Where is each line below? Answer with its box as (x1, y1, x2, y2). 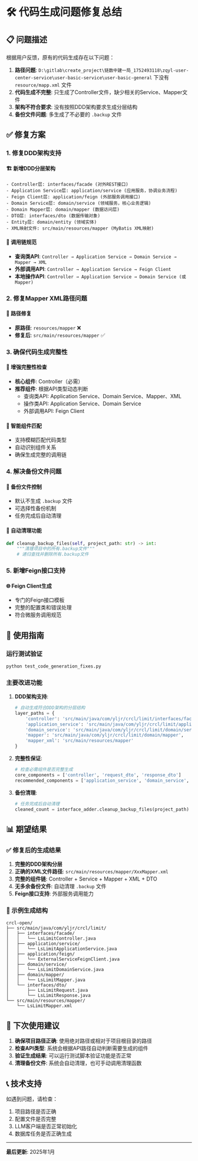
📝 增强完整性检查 (6, 363, 47, 370)
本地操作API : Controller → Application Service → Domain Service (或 (14, 273, 187, 280)
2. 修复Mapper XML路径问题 (6, 294, 87, 302)
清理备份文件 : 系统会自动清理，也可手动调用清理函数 (14, 1060, 142, 1067)
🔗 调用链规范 (6, 238, 37, 246)
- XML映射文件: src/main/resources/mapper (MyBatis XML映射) (6, 225, 154, 231)
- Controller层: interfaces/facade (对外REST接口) (6, 181, 128, 187)
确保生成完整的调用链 (14, 451, 67, 459)
